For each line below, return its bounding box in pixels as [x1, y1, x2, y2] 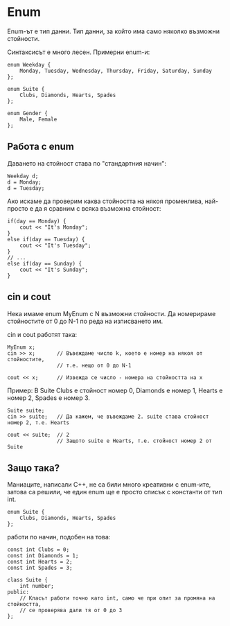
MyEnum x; [7, 344, 36, 351]
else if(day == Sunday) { [7, 260, 82, 267]
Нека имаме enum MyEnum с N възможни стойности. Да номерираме [7, 309, 216, 318]
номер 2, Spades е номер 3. [7, 393, 90, 402]
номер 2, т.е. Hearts [7, 419, 70, 426]
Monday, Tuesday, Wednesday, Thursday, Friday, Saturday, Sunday [19, 67, 213, 74]
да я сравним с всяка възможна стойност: [34, 204, 161, 212]
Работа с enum [7, 141, 74, 153]
